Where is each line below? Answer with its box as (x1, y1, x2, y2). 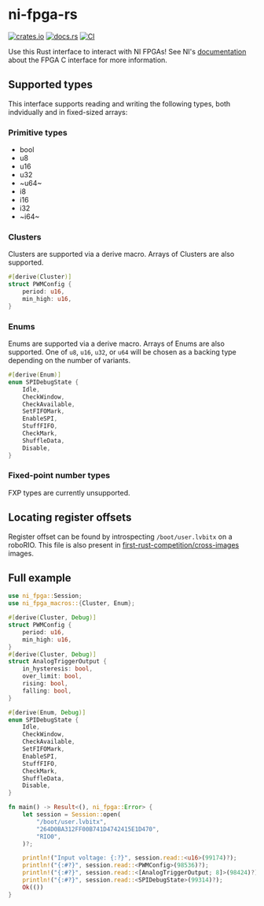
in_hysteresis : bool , (22, 665, 93, 673)
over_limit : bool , (22, 672, 82, 681)
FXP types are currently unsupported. (8, 488, 131, 497)
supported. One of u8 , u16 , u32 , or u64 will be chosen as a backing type (8, 347, 237, 357)
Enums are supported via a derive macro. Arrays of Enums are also (8, 339, 225, 348)
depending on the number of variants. (8, 356, 131, 366)
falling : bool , (22, 687, 72, 695)
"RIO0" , (36, 833, 61, 841)
